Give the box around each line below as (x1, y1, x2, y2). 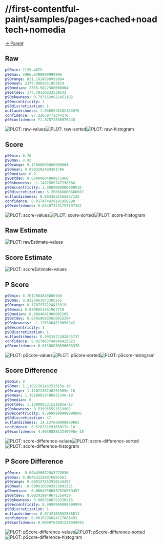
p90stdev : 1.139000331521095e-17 (5, 402, 73, 407)
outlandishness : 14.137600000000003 (5, 420, 80, 425)
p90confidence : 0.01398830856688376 (5, 343, 80, 348)
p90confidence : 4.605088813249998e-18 (5, 429, 84, 434)
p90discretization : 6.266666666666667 (5, 189, 84, 195)
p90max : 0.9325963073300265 (5, 298, 62, 303)
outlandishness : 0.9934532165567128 (5, 194, 80, 199)
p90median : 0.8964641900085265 (5, 312, 69, 316)
